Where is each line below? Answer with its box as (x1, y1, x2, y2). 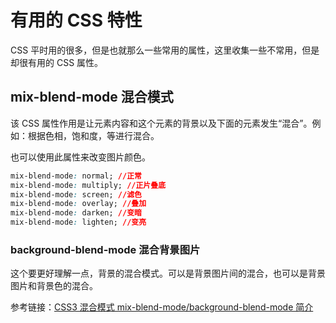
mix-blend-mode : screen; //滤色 (10, 189, 142, 200)
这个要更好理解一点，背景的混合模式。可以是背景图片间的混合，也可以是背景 (10, 267, 326, 280)
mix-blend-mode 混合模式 (10, 89, 174, 106)
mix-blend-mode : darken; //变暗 (10, 208, 142, 218)
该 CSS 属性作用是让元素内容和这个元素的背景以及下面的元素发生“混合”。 (10, 117, 313, 129)
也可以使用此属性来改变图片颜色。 (10, 151, 151, 163)
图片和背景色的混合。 (10, 280, 98, 292)
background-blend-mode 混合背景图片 (10, 242, 201, 256)
